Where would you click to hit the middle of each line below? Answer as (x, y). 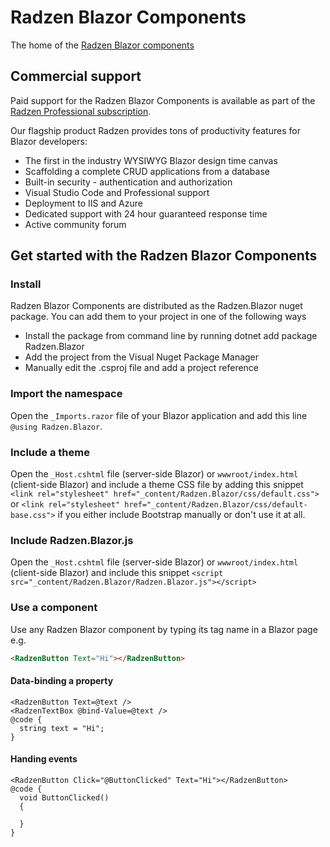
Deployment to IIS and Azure (83, 203)
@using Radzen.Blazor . (56, 426)
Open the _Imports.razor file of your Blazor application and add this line (159, 415)
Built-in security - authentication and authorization (128, 182)
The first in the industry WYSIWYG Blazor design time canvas (151, 160)
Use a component (54, 608)
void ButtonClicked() (64, 797)
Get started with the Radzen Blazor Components (164, 256)
